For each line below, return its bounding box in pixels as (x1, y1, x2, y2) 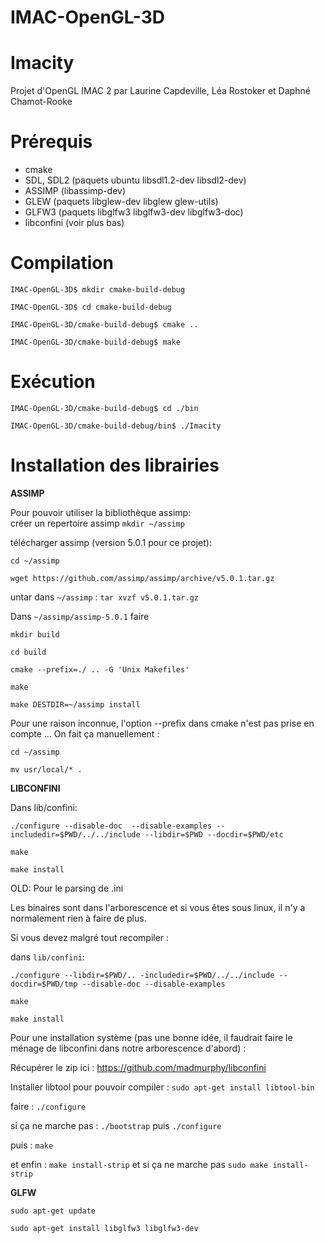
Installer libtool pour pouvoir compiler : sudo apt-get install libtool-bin (10, 1081, 315, 1093)
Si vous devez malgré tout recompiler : (10, 931, 170, 943)
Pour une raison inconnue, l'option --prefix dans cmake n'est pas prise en (10, 717, 315, 729)
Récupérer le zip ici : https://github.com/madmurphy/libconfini (10, 1061, 267, 1073)
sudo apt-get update (10, 1206, 97, 1216)
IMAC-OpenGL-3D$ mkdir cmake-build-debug (10, 285, 186, 295)
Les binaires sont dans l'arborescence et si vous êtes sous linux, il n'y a (10, 901, 306, 913)
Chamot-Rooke (10, 96, 73, 108)
